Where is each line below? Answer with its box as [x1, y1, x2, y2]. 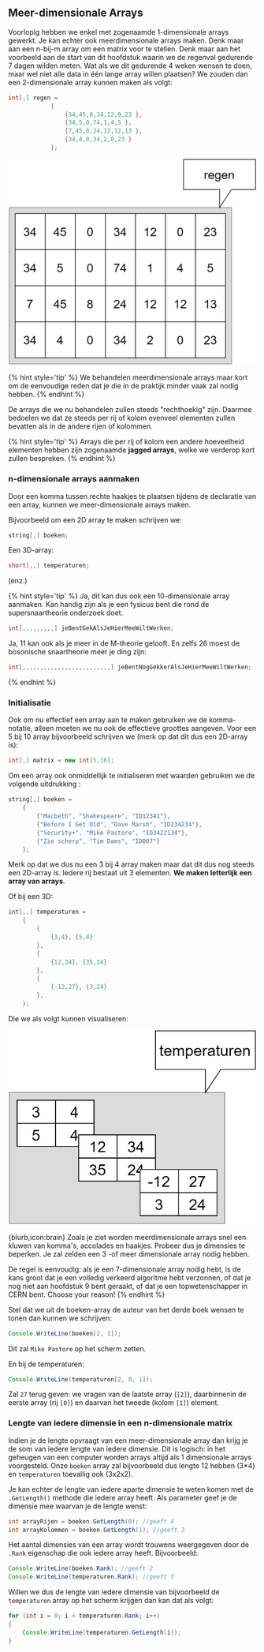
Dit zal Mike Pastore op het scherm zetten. [8, 1343, 147, 1353]
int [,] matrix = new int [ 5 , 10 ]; [8, 757, 114, 765]
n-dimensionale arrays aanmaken [8, 474, 140, 485]
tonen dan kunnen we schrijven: [8, 1313, 113, 1323]
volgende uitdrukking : [8, 779, 81, 789]
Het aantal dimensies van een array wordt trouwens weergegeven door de [8, 1540, 250, 1549]
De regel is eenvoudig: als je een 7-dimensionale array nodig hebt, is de [8, 1264, 242, 1274]
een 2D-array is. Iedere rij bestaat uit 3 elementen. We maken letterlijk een [8, 868, 252, 878]
